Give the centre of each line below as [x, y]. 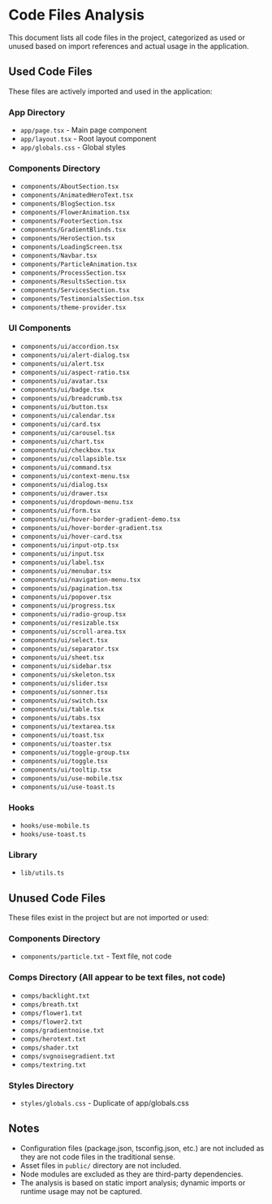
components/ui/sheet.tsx [62, 657]
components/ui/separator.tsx [69, 649]
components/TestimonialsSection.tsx [82, 299]
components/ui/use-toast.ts [67, 787]
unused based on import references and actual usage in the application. [129, 46]
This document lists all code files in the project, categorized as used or [127, 37]
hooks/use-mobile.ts [55, 826]
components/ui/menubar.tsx [66, 571]
